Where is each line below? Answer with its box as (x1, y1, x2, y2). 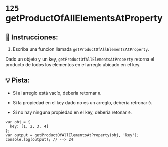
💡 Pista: (5, 76, 30, 85)
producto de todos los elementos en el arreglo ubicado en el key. (5, 62, 141, 67)
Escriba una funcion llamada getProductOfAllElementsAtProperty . (12, 46, 149, 52)
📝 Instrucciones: (5, 33, 58, 41)
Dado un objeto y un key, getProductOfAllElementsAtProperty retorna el (5, 56, 154, 62)
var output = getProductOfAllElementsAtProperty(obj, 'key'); (5, 132, 139, 138)
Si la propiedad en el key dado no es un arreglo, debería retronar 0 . (12, 99, 152, 105)
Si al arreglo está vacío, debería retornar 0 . (12, 90, 102, 96)
